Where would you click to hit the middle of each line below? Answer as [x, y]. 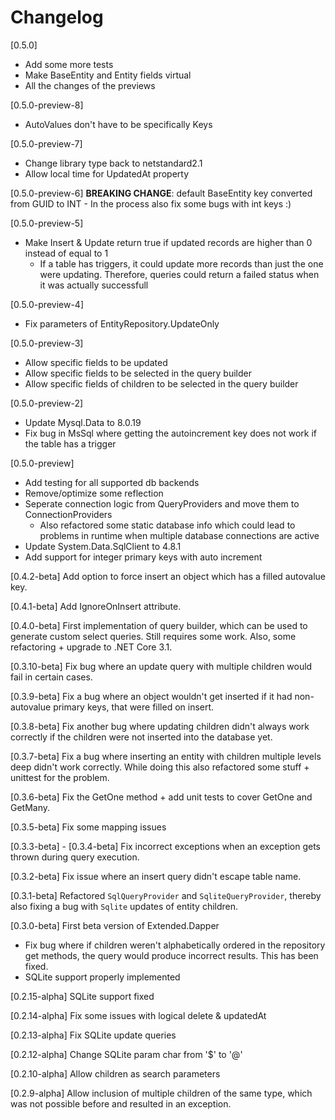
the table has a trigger [70, 443]
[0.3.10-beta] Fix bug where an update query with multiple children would [161, 666]
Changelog [57, 17]
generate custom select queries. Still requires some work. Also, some [153, 636]
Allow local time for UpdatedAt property [107, 173]
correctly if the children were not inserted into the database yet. [141, 737]
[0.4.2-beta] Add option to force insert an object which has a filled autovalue [168, 576]
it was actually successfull [94, 285]
